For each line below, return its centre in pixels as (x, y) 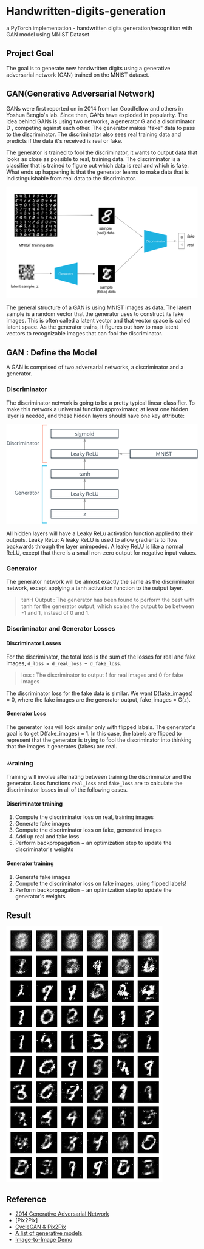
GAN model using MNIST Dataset (48, 34)
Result (19, 915)
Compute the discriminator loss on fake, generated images (88, 830)
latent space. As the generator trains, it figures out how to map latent (92, 327)
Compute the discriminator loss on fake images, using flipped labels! (101, 883)
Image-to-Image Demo (44, 1240)
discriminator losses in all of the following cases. (67, 790)
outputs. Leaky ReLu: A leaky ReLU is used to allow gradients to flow (92, 540)
